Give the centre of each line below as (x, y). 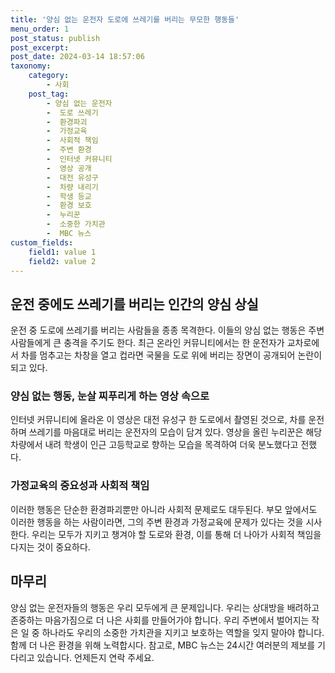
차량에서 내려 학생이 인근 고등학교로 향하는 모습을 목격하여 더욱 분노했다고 (154, 445)
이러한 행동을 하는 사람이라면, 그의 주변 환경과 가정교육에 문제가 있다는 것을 (157, 522)
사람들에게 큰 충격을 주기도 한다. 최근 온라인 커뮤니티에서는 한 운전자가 (147, 343)
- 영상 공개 (69, 168)
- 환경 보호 (69, 206)
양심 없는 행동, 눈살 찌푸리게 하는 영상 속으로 (110, 396)
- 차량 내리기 (72, 187)
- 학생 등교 (69, 196)
